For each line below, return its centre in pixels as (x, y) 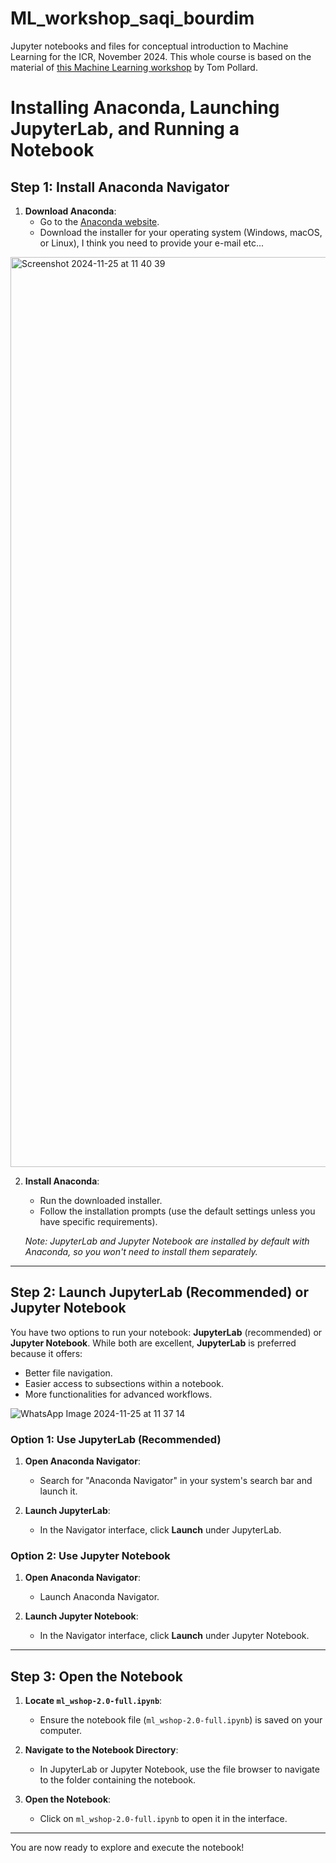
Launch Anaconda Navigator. (99, 1597)
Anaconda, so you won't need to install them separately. (141, 1251)
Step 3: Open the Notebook (96, 1676)
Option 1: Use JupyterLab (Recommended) (116, 1439)
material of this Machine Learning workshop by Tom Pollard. (134, 67)
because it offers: (46, 1353)
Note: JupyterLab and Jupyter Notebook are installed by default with (167, 1241)
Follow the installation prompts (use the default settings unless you (177, 1211)
